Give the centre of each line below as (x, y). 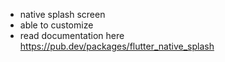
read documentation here (72, 35)
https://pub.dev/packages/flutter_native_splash (117, 46)
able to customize (56, 25)
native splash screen (62, 14)
